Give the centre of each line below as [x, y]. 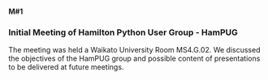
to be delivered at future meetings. [66, 67]
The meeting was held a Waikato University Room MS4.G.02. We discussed [134, 49]
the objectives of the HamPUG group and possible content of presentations [134, 58]
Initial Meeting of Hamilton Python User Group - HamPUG [123, 32]
